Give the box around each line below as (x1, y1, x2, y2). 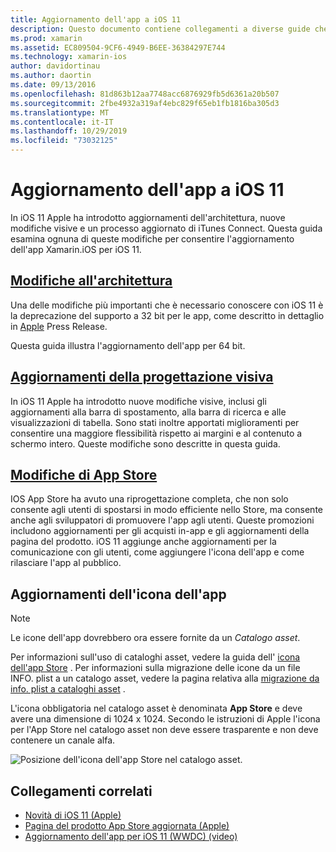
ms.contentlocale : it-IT (10, 117, 114, 127)
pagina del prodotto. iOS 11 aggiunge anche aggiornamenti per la (10, 536, 277, 548)
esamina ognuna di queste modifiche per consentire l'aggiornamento (10, 232, 295, 245)
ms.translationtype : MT (10, 107, 110, 118)
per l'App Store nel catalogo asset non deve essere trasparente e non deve (10, 724, 319, 736)
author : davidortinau (10, 61, 101, 71)
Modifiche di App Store (10, 466, 158, 483)
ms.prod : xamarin (10, 33, 83, 43)
